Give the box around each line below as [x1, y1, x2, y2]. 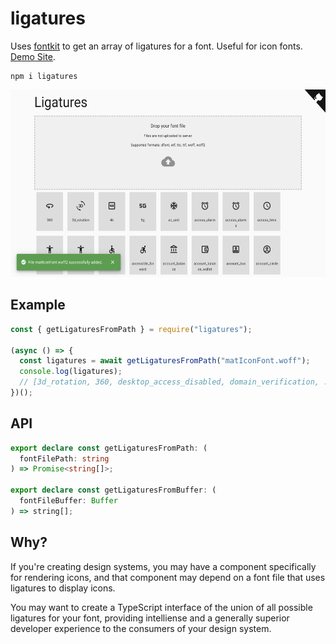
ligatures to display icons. [10, 582, 116, 594]
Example [10, 297, 66, 314]
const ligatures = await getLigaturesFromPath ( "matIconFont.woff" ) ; [19, 356, 311, 366]
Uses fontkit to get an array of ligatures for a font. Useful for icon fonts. [10, 40, 303, 52]
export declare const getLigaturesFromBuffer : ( [10, 485, 217, 496]
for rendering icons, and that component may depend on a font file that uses [10, 571, 326, 583]
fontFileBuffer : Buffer [19, 496, 118, 506]
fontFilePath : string [19, 453, 110, 464]
